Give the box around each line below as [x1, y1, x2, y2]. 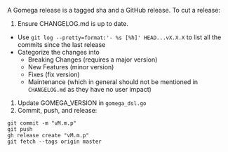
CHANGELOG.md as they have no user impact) [27, 85, 152, 93]
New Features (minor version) [27, 63, 114, 71]
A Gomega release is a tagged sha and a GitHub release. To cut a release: [7, 6, 221, 14]
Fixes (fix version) [27, 70, 80, 78]
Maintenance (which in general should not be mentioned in [27, 78, 199, 86]
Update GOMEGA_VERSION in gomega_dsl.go [17, 99, 147, 107]
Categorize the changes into [17, 48, 100, 56]
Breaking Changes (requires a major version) [27, 55, 158, 64]
